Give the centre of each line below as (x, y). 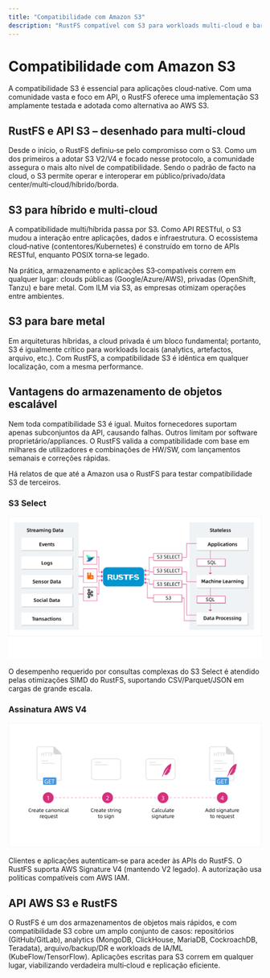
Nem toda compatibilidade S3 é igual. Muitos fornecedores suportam (123, 423)
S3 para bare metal (57, 322)
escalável (33, 404)
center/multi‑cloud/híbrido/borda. (63, 184)
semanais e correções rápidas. (59, 458)
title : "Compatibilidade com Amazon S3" (77, 17)
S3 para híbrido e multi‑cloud (83, 210)
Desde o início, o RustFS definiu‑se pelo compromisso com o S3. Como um (133, 151)
